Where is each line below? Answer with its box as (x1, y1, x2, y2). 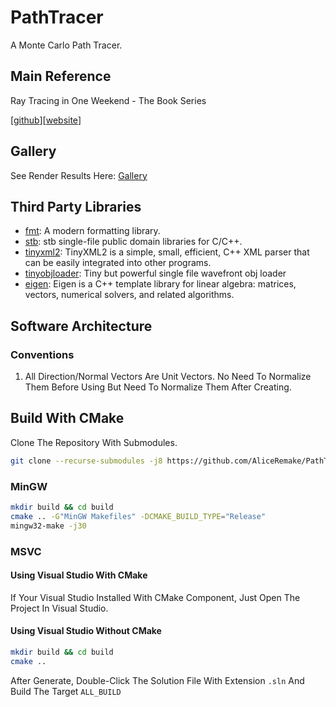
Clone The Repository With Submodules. (10, 436, 178, 448)
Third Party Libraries (10, 198, 142, 215)
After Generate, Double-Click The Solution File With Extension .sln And (10, 674, 305, 686)
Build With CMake (10, 410, 125, 427)
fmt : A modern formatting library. (24, 225, 161, 237)
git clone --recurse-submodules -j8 (10, 456, 163, 466)
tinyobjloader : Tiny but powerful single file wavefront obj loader (24, 267, 287, 280)
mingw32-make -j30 (10, 521, 87, 531)
